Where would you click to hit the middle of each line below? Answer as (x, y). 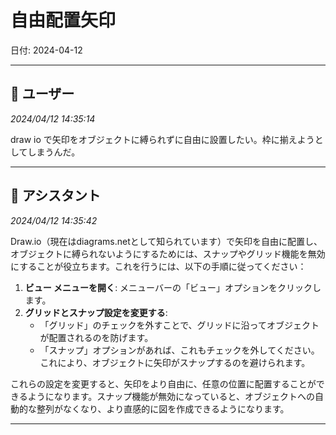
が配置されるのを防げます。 (96, 337)
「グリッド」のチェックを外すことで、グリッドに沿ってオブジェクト (179, 325)
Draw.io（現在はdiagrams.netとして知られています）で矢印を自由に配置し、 (166, 241)
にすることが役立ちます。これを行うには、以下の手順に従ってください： (158, 266)
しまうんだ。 (54, 152)
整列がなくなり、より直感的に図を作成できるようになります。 (163, 408)
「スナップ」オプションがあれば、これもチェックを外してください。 (179, 350)
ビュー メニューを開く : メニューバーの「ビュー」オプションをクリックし (173, 287)
